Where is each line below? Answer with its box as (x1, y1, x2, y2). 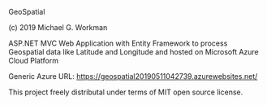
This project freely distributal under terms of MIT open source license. (8, 87, 243, 97)
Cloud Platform (8, 56, 59, 65)
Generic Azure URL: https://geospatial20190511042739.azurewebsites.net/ (8, 72, 258, 81)
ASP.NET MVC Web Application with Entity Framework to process (8, 38, 228, 48)
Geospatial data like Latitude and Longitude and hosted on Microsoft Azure (8, 47, 260, 56)
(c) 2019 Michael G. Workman (8, 23, 108, 32)
